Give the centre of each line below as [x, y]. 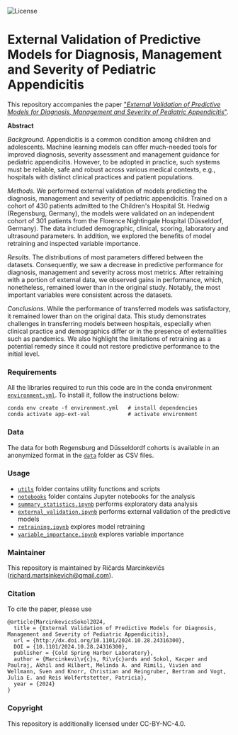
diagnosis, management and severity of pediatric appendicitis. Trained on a [118, 198]
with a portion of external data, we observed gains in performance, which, [115, 279]
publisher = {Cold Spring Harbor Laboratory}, [84, 653]
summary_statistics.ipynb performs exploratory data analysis [108, 504]
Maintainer [27, 552]
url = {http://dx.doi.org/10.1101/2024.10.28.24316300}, [100, 641]
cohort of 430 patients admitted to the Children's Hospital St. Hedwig [109, 206]
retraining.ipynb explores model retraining [81, 526]
